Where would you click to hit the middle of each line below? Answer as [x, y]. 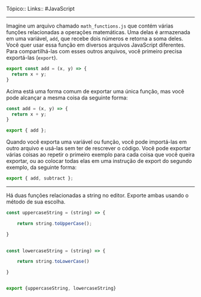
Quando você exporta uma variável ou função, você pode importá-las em [97, 142]
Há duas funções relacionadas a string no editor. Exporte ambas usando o [98, 195]
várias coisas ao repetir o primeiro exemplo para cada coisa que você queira [100, 154]
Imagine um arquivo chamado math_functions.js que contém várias [90, 26]
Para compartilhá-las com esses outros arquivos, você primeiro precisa [94, 51]
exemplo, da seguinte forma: [41, 168]
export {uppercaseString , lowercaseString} [61, 289]
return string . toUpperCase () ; [55, 223]
